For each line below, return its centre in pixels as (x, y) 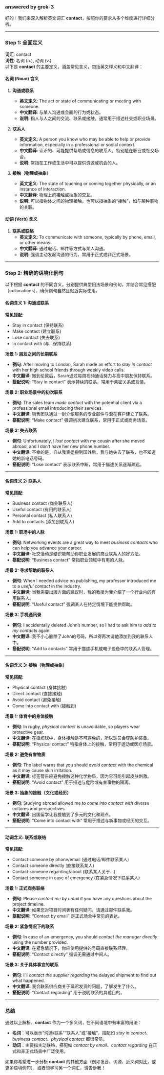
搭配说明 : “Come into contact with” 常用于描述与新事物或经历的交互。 (82, 820)
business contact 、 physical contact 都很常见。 (60, 1039)
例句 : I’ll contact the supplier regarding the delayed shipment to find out (84, 975)
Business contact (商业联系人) (42, 503)
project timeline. (28, 904)
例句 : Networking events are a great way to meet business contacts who (85, 542)
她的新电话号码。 (29, 458)
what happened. (29, 981)
